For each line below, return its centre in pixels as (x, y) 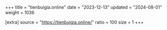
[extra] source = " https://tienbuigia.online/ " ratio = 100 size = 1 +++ (74, 22)
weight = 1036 (20, 12)
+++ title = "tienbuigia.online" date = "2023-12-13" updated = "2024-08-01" (84, 7)
